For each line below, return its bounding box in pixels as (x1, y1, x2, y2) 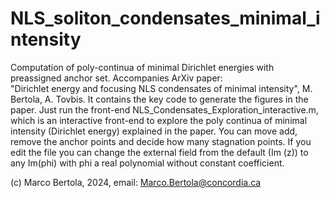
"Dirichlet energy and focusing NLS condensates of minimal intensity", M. (10, 82, 313, 94)
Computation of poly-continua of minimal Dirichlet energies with (10, 61, 275, 73)
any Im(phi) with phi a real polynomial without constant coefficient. (10, 157, 285, 169)
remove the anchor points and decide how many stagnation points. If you (10, 135, 312, 147)
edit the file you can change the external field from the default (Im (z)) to (10, 146, 309, 158)
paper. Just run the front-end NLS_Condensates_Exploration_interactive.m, (10, 103, 319, 116)
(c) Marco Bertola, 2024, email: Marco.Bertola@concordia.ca (10, 176, 262, 188)
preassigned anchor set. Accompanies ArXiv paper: (10, 72, 223, 84)
